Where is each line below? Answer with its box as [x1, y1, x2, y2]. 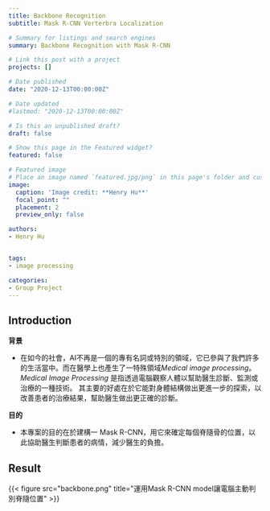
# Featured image [8, 166, 67, 174]
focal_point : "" [15, 196, 70, 204]
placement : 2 [15, 203, 59, 212]
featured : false [8, 151, 63, 159]
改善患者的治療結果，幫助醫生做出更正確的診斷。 [19, 394, 182, 403]
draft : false [8, 130, 52, 138]
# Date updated [8, 100, 59, 108]
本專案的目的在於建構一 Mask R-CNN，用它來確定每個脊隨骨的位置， [19, 427, 249, 437]
